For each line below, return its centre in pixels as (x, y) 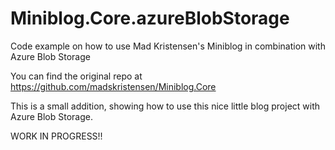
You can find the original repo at (76, 76)
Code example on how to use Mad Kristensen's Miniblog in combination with (168, 46)
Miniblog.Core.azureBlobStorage (150, 18)
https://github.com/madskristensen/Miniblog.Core (113, 86)
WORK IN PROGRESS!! (56, 136)
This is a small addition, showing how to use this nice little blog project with (165, 106)
